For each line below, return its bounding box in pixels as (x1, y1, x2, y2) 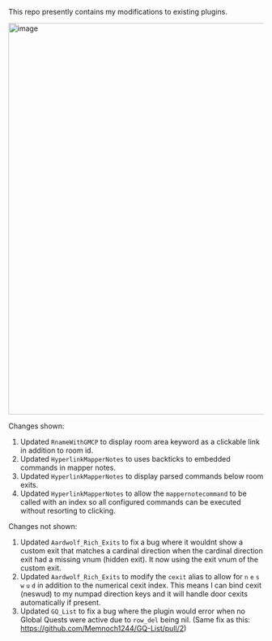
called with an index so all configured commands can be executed (19, 497, 241, 506)
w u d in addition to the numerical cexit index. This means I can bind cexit (19, 580, 261, 590)
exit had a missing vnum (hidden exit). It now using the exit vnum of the (19, 555, 259, 564)
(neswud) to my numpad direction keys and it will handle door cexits (19, 589, 249, 599)
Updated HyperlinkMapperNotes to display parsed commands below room (19, 471, 264, 481)
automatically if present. (19, 598, 101, 607)
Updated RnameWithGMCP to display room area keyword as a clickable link (19, 437, 261, 446)
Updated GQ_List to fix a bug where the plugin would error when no (19, 606, 245, 616)
